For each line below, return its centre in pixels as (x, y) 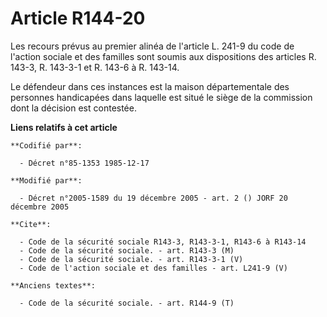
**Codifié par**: (46, 145)
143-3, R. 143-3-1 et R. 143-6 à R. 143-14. (95, 67)
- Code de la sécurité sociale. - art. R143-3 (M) (127, 250)
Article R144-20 (78, 18)
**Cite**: (31, 224)
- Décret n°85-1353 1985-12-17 (84, 163)
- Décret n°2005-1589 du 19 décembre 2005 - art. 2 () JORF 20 (153, 198)
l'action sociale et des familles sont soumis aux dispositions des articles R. (163, 56)
